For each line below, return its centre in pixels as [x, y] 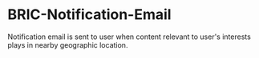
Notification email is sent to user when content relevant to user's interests [129, 37]
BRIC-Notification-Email [89, 15]
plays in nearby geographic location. [68, 44]
